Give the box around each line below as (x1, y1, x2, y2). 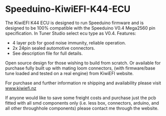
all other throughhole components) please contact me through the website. (5, 105, 159, 111)
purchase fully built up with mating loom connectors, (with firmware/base (5, 65, 156, 71)
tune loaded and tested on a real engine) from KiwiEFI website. (5, 70, 134, 76)
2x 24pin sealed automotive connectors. (12, 45, 95, 51)
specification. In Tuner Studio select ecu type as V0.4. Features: (5, 30, 137, 36)
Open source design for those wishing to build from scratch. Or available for (5, 60, 161, 66)
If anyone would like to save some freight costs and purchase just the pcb (5, 95, 157, 101)
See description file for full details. (12, 50, 83, 56)
